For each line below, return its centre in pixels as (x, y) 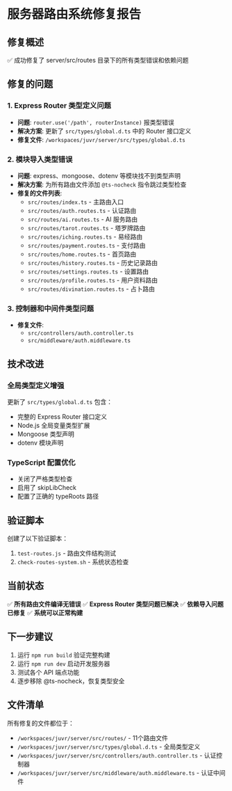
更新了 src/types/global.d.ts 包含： (60, 401)
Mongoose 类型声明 (45, 434)
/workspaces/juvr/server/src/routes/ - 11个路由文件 (93, 737)
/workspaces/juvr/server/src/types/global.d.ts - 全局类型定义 (109, 746)
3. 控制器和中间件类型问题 (51, 308)
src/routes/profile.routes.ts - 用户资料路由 (93, 280)
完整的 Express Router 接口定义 (62, 416)
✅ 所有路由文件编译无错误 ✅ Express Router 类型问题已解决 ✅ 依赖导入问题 (116, 604)
